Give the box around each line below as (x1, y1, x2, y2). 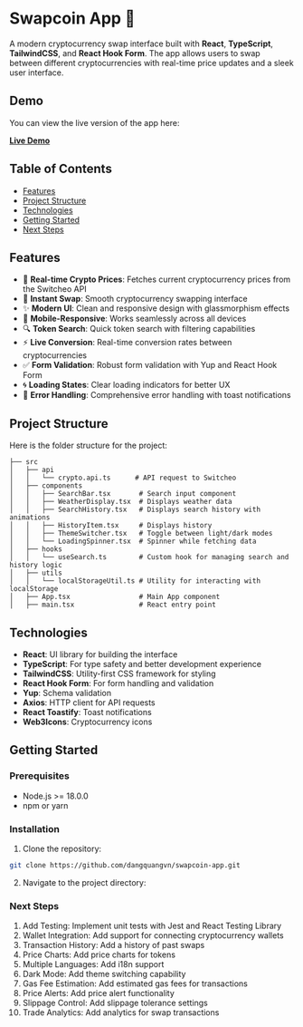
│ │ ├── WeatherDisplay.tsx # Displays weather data (9, 498, 232, 507)
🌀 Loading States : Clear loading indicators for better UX (22, 380, 231, 391)
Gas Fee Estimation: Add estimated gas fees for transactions (22, 978, 249, 989)
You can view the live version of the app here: (9, 117, 180, 128)
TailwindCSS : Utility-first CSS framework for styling (22, 668, 216, 679)
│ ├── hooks (9, 545, 63, 554)
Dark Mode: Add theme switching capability (22, 969, 186, 980)
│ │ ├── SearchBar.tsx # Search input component (9, 489, 237, 499)
